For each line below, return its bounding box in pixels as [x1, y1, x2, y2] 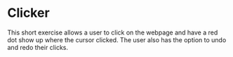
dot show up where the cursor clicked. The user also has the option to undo [7, 35, 227, 44]
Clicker [7, 5, 51, 21]
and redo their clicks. [7, 43, 69, 51]
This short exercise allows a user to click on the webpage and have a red [7, 28, 218, 37]
